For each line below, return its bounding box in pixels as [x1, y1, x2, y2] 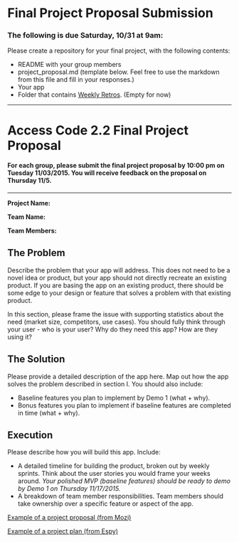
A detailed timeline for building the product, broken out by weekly [17, 462, 210, 470]
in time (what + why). [17, 408, 80, 417]
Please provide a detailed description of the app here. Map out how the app [7, 372, 229, 381]
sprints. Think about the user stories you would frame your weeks [17, 469, 211, 478]
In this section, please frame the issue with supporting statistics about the [7, 309, 224, 318]
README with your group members [17, 60, 122, 69]
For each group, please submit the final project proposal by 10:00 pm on [7, 161, 225, 170]
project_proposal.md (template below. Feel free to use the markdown [17, 68, 220, 76]
